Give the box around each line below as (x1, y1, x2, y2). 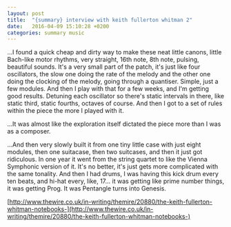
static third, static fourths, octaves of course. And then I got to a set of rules (7, 99, 223, 107)
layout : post (7, 10, 45, 17)
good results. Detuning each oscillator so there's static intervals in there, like (7, 92, 225, 100)
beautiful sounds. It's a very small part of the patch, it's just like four (7, 63, 201, 71)
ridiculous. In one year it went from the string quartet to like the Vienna (7, 155, 208, 164)
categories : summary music (7, 29, 85, 36)
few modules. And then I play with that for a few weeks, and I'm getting (7, 85, 209, 93)
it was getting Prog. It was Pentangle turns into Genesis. (7, 184, 167, 193)
